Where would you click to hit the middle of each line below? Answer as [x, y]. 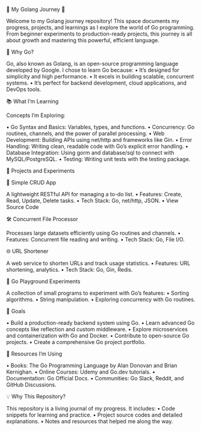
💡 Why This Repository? [36, 396]
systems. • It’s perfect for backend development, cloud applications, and [96, 83]
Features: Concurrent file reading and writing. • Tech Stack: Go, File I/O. [95, 239]
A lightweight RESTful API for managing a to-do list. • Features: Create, [94, 194]
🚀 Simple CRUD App [31, 182]
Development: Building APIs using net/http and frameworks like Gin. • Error [99, 140]
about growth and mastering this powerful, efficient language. [83, 40]
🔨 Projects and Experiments [41, 171]
